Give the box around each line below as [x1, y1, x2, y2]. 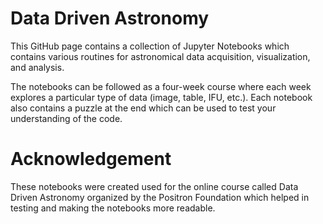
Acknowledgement [10, 148, 172, 171]
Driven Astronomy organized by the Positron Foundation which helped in [10, 191, 310, 203]
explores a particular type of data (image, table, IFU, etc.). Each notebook [10, 91, 313, 103]
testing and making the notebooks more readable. [10, 202, 216, 214]
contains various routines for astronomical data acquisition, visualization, [10, 50, 311, 62]
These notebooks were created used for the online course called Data [10, 180, 299, 192]
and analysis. [10, 61, 65, 73]
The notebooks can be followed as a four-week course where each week [10, 80, 312, 92]
